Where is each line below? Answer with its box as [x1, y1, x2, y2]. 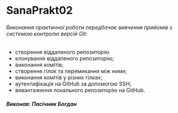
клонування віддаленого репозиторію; [14, 55, 114, 62]
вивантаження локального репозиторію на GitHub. [14, 87, 146, 94]
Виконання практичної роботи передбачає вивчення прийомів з [6, 23, 173, 30]
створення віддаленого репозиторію [14, 48, 110, 56]
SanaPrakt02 [6, 4, 73, 17]
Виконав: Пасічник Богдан [6, 100, 77, 108]
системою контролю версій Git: [6, 30, 88, 37]
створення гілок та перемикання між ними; [14, 68, 127, 75]
